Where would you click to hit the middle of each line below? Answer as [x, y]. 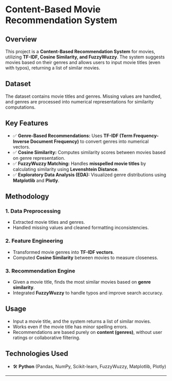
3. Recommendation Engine [40, 271]
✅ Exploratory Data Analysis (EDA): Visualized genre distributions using [89, 175]
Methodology [27, 196]
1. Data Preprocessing [33, 211]
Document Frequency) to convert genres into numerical [89, 141]
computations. [20, 107]
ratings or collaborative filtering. [46, 337]
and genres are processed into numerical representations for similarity [80, 101]
